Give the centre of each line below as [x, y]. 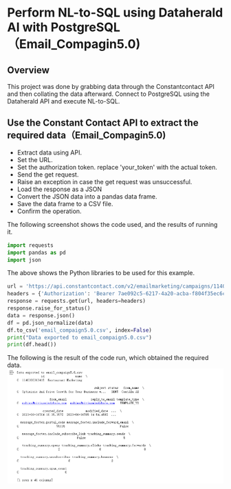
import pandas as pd [37, 252]
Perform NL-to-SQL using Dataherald [115, 13]
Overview [29, 70]
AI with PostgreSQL [64, 27]
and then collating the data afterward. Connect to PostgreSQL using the [108, 94]
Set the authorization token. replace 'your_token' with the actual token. [117, 167]
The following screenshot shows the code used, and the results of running [112, 224]
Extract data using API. [49, 152]
